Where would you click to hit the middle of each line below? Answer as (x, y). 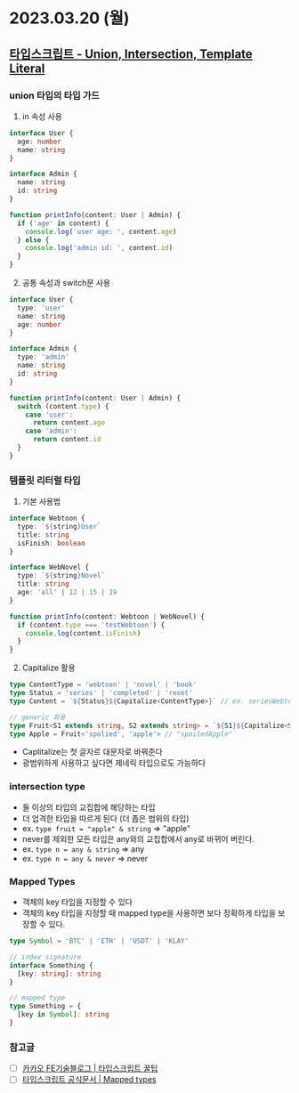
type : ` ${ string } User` (59, 526)
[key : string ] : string (59, 974)
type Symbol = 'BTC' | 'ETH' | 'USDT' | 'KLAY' (99, 941)
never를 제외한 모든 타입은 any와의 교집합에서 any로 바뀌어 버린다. (138, 838)
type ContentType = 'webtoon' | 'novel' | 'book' (103, 685)
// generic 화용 (37, 717)
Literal (27, 68)
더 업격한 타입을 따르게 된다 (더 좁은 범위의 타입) (105, 818)
